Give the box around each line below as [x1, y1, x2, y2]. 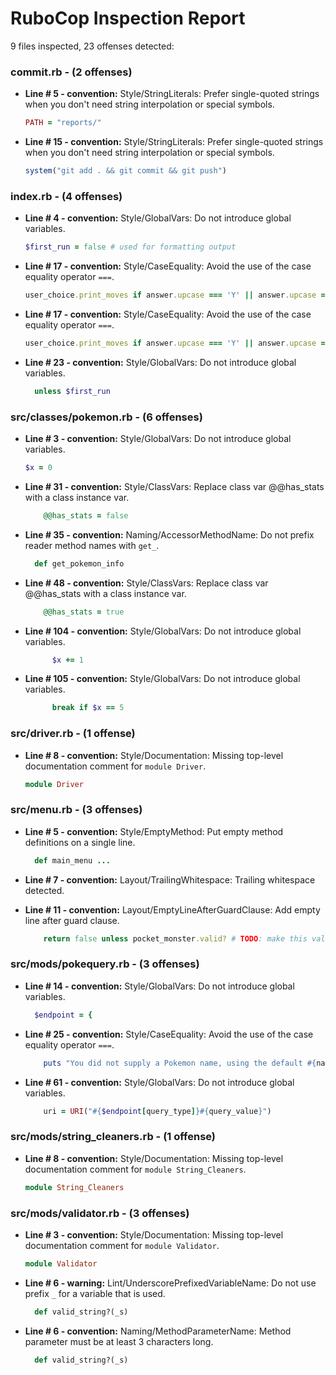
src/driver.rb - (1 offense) [10, 727, 136, 741]
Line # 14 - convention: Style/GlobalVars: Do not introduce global [24, 980, 295, 992]
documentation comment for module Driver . [24, 760, 207, 772]
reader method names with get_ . [24, 539, 160, 551]
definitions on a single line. [24, 836, 136, 848]
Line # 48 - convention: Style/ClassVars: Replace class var [24, 577, 269, 589]
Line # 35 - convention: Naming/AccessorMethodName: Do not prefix [24, 528, 315, 541]
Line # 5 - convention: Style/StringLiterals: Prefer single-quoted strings [24, 88, 320, 100]
